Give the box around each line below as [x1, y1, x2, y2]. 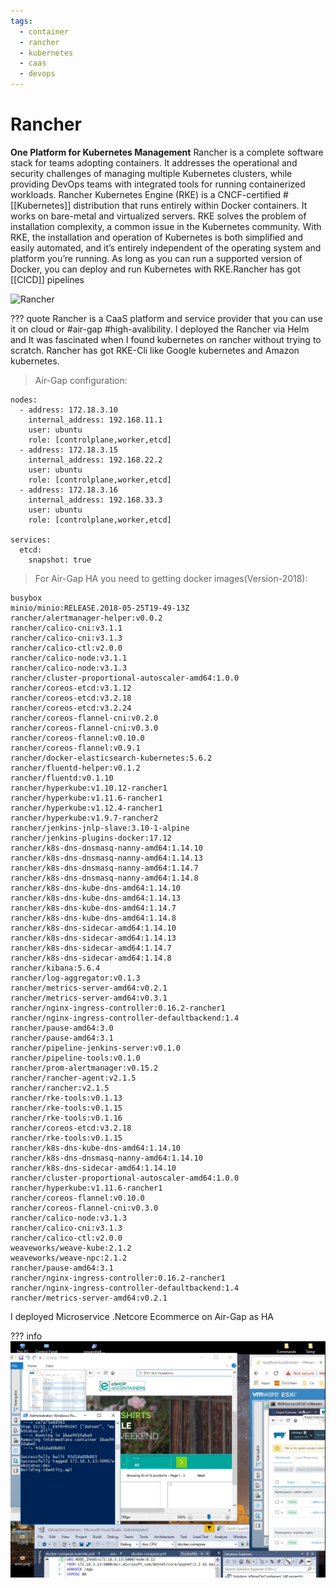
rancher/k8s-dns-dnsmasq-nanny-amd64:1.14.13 [10, 853, 203, 863]
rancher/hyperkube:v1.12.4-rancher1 [10, 803, 163, 813]
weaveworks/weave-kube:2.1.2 [10, 1243, 132, 1253]
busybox [10, 593, 43, 603]
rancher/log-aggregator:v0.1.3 [10, 973, 141, 983]
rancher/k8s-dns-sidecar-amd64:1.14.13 [10, 933, 177, 943]
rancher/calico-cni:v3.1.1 [10, 623, 123, 633]
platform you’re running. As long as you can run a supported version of [10, 252, 303, 264]
